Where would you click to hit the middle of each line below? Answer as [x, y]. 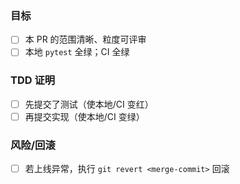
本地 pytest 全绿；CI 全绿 [77, 52]
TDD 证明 [33, 80]
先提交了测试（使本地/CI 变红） [89, 104]
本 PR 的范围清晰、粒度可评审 [85, 39]
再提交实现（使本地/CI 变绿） [84, 116]
